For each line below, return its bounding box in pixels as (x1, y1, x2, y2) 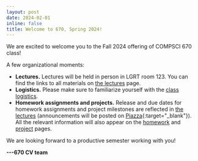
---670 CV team (6, 149, 48, 156)
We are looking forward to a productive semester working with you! (6, 137, 176, 144)
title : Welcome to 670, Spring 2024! (6, 26, 103, 32)
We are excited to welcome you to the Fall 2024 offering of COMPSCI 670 (6, 43, 192, 50)
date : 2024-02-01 (6, 15, 51, 21)
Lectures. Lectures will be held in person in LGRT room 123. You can (15, 73, 188, 80)
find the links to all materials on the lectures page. (15, 80, 141, 87)
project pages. (15, 125, 52, 132)
